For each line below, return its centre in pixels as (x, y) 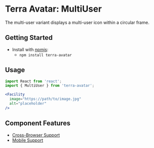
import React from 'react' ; (34, 81)
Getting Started (29, 38)
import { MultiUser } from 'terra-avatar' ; (50, 86)
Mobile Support (28, 140)
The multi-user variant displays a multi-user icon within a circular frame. (77, 22)
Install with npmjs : (30, 49)
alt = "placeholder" (28, 104)
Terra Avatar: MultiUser (53, 9)
